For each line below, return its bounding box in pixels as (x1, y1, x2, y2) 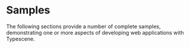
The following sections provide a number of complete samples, (6, 23, 161, 30)
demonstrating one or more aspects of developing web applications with (6, 29, 185, 36)
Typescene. (6, 35, 35, 42)
